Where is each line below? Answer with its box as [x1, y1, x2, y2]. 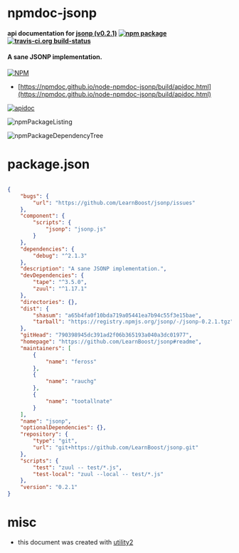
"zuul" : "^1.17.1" [33, 285, 87, 293]
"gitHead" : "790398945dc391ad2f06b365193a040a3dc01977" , [20, 332, 193, 339]
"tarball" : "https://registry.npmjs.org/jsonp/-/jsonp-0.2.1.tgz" [33, 318, 234, 325]
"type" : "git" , [33, 438, 78, 445]
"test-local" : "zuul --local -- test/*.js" [33, 470, 164, 478]
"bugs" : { [20, 192, 50, 200]
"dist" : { [20, 305, 50, 312]
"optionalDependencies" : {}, [20, 424, 107, 431]
